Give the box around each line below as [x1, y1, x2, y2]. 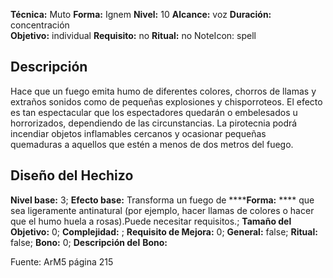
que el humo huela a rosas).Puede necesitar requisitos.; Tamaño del [10, 215, 292, 227]
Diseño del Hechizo [10, 167, 134, 184]
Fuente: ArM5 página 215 [10, 255, 114, 268]
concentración [10, 19, 70, 31]
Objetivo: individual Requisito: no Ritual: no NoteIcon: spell [10, 30, 257, 41]
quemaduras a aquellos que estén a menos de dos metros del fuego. [10, 138, 294, 150]
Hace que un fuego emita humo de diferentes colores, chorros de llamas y [10, 85, 317, 97]
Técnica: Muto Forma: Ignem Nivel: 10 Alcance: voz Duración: [10, 9, 272, 20]
